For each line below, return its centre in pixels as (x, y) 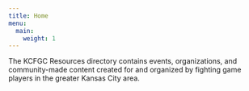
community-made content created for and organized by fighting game (125, 70)
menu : (17, 23)
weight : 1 (40, 38)
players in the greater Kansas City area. (74, 78)
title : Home (28, 16)
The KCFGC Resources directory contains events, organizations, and (123, 61)
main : (25, 31)
